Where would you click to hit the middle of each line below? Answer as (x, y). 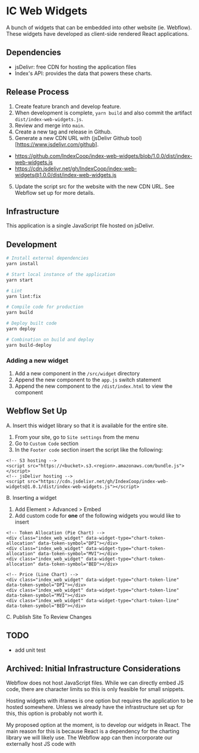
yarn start (20, 280)
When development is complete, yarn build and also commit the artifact (103, 113)
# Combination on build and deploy (50, 340)
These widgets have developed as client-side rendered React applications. (97, 33)
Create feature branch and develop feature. (68, 106)
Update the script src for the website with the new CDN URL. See (94, 186)
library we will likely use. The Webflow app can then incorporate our (89, 738)
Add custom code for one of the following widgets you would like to (98, 515)
